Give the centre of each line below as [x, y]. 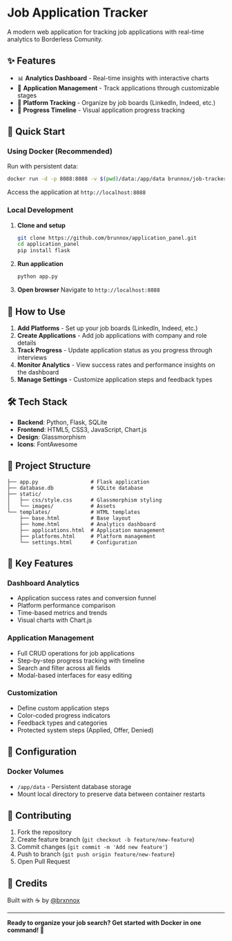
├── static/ [24, 494]
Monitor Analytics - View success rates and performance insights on [116, 365]
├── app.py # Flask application [78, 482]
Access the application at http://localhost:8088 [77, 192]
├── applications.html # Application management [93, 530]
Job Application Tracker [78, 13]
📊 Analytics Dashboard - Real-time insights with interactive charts [113, 78]
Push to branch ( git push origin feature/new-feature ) [96, 854]
